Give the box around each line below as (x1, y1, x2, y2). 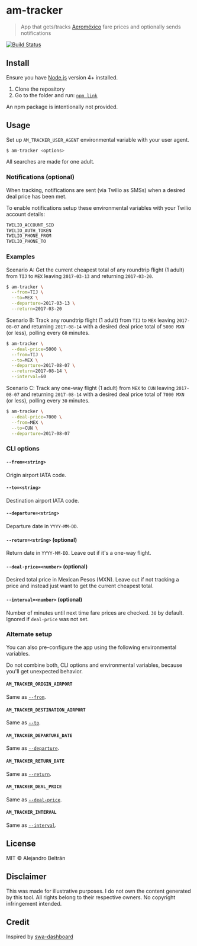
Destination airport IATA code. (6, 497, 79, 504)
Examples (6, 253, 35, 261)
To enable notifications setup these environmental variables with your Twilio (6, 204, 192, 211)
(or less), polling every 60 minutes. (6, 329, 90, 336)
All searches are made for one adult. (6, 158, 95, 165)
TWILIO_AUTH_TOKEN (6, 228, 51, 234)
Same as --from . (6, 693, 46, 701)
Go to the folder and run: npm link (14, 91, 98, 98)
